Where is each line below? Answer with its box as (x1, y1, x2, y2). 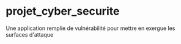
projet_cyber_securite (6, 4, 120, 18)
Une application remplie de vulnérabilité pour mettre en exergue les (6, 24, 175, 32)
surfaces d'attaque (6, 31, 54, 38)
